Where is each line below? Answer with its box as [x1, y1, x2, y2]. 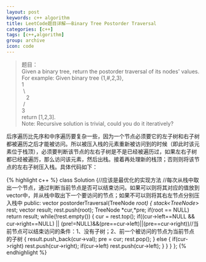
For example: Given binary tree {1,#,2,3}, [21, 74, 124, 82]
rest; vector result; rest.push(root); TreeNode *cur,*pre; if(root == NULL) [6, 206, 190, 214]
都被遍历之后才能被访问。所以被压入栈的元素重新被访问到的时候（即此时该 [6, 140, 194, 147]
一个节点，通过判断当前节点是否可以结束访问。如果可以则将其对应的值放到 [11, 183, 200, 191]
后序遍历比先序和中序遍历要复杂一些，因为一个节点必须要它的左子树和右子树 [6, 133, 200, 140]
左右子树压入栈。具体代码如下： [17, 163, 98, 171]
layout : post [6, 9, 40, 15]
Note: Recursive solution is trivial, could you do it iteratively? [21, 120, 174, 127]
